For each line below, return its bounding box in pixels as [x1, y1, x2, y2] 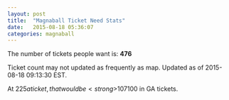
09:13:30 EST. [26, 71, 68, 79]
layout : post [7, 10, 46, 18]
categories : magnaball [7, 30, 75, 38]
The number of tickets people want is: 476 [7, 50, 132, 58]
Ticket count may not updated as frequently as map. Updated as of [7, 63, 204, 72]
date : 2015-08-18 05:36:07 [7, 23, 94, 30]
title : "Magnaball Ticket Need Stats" [7, 17, 126, 24]
